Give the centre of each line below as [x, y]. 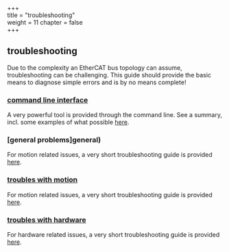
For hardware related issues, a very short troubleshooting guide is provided [113, 235]
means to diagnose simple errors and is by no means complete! [97, 82]
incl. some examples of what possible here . [68, 122]
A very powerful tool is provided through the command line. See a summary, [115, 115]
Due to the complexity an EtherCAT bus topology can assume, [95, 67]
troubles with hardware [47, 220]
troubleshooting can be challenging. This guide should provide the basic [109, 75]
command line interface [48, 100]
